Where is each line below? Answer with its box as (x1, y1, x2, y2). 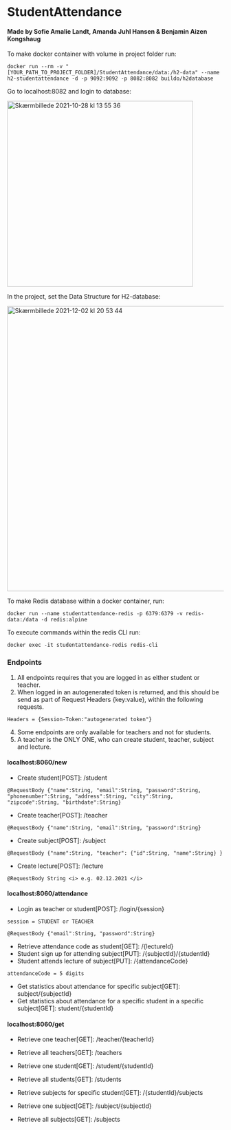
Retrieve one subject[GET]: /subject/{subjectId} (16, 1102, 153, 1110)
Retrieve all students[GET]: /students (16, 1075, 122, 1084)
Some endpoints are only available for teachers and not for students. (16, 727, 212, 736)
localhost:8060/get (7, 1020, 65, 1028)
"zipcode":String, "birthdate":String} (7, 799, 122, 806)
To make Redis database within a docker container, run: (7, 597, 165, 606)
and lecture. (16, 743, 52, 751)
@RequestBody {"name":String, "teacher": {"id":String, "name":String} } (7, 849, 223, 857)
